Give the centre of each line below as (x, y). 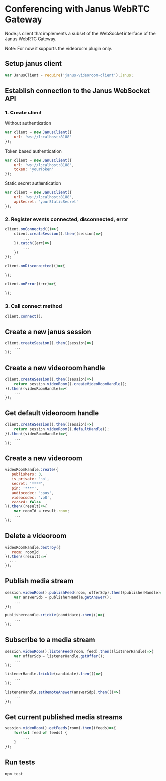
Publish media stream (39, 581)
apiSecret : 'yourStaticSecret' (46, 202)
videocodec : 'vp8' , (32, 497)
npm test (14, 774)
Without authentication (28, 123)
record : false (26, 502)
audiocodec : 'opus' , (33, 493)
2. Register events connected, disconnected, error (67, 219)
